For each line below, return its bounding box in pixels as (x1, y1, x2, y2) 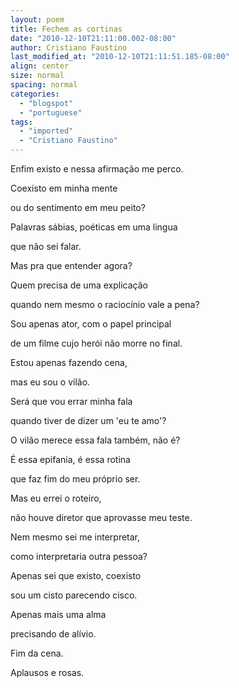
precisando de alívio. (10, 628, 97, 640)
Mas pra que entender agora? (10, 260, 133, 271)
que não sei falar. (10, 241, 82, 252)
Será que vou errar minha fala (10, 396, 133, 407)
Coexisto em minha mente (10, 182, 118, 194)
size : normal (10, 71, 65, 81)
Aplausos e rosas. (10, 667, 85, 678)
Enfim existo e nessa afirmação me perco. (10, 163, 184, 175)
